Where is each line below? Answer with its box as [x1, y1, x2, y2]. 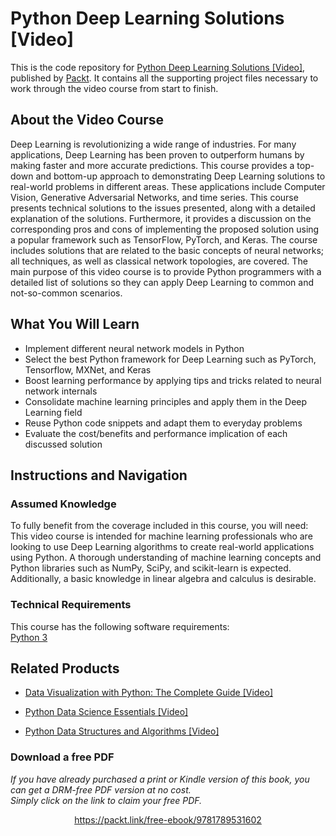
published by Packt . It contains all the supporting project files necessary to [10, 72, 319, 84]
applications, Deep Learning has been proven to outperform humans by [10, 148, 305, 161]
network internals [24, 385, 98, 397]
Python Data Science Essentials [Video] [24, 706, 189, 718]
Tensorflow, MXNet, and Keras [24, 363, 152, 376]
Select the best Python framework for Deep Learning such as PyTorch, [24, 353, 317, 365]
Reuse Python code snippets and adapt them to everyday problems [24, 417, 303, 429]
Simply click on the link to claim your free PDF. [10, 794, 203, 806]
